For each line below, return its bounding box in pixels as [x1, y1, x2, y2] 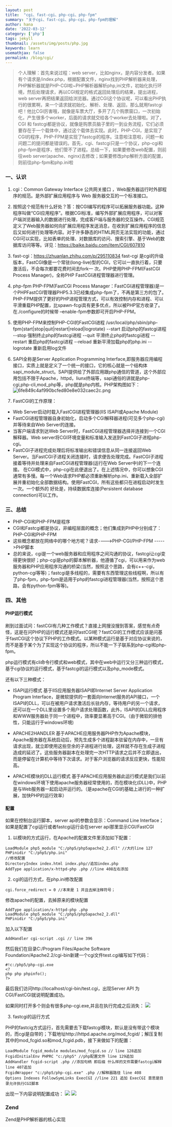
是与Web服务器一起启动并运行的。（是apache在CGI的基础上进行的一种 [12, 786, 160, 792]
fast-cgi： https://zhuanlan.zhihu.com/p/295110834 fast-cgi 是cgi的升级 [12, 253, 164, 259]
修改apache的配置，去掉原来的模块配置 [5, 897, 89, 903]
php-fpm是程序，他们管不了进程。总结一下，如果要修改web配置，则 [17, 147, 162, 153]
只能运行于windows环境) [21, 719, 74, 725]
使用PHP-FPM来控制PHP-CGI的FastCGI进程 [12, 319, 105, 325]
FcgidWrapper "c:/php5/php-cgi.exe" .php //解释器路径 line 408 [5, 1070, 142, 1076]
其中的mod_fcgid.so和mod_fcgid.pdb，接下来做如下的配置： [5, 1037, 133, 1043]
